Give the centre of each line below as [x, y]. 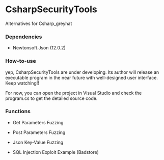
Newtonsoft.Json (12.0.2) [39, 48]
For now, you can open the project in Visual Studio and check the [74, 93]
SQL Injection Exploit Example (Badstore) [56, 152]
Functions [18, 112]
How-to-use [21, 61]
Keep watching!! [22, 83]
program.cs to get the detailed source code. [51, 98]
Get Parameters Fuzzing [38, 122]
